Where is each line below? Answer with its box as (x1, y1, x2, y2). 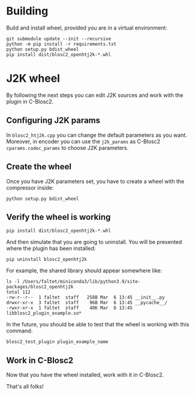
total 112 (6, 289, 31, 296)
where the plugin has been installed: (6, 245, 96, 252)
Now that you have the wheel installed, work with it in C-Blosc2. (6, 372, 164, 379)
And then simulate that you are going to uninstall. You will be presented (6, 238, 182, 246)
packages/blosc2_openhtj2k (6, 284, 74, 290)
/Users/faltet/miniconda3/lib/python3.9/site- (22, 279, 141, 285)
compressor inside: (6, 184, 54, 191)
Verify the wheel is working (6, 212, 111, 222)
